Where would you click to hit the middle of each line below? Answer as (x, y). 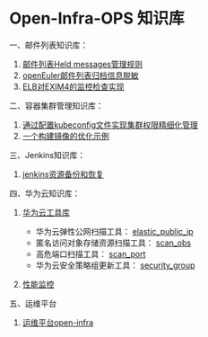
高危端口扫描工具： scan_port (91, 253)
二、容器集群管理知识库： (56, 105)
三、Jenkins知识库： (48, 155)
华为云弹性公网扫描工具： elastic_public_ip (115, 231)
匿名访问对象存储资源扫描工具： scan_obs (113, 243)
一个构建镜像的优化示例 (65, 136)
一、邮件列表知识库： (48, 45)
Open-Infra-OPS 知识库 (97, 18)
